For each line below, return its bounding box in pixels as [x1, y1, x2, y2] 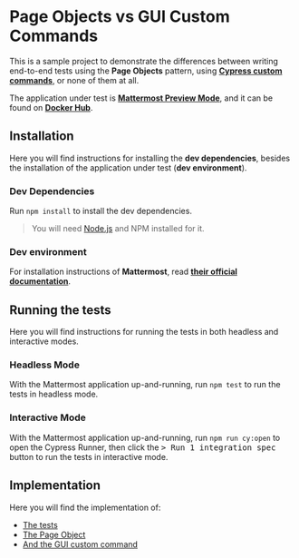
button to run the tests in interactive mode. [9, 451, 169, 462]
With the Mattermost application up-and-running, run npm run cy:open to [9, 432, 281, 443]
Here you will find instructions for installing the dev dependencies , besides [9, 152, 291, 163]
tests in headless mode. [9, 388, 99, 400]
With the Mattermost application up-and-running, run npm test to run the [9, 379, 281, 390]
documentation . [9, 276, 71, 287]
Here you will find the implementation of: [9, 502, 161, 513]
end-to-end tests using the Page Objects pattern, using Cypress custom [9, 65, 283, 76]
